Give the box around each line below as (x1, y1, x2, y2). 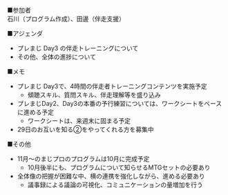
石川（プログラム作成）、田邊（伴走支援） (7, 15, 126, 23)
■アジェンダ (7, 30, 44, 37)
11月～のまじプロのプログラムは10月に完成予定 (17, 155, 150, 162)
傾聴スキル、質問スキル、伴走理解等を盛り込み (27, 91, 161, 99)
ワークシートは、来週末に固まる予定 (27, 117, 131, 124)
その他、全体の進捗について (17, 53, 97, 61)
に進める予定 (17, 108, 54, 116)
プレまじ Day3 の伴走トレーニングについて (17, 44, 139, 52)
